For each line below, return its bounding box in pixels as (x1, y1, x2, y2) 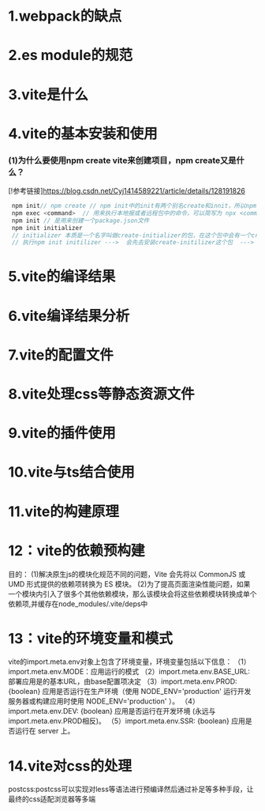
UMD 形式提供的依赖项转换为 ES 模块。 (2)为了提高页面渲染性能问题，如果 (8, 579, 251, 589)
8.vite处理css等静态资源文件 (8, 385, 195, 403)
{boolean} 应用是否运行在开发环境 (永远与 (80, 707, 216, 716)
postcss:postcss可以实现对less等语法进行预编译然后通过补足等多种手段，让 (8, 784, 254, 794)
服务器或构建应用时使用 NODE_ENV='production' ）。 (8, 696, 180, 706)
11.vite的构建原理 (8, 503, 120, 520)
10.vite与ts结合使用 (8, 463, 136, 481)
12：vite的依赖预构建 (8, 541, 145, 560)
